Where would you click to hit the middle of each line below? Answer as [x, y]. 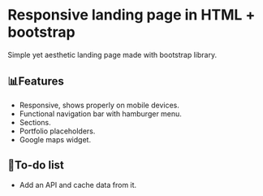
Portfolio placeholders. [57, 131]
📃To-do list [36, 166]
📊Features [36, 82]
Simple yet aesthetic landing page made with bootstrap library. [112, 54]
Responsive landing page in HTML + [131, 15]
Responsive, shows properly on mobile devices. [99, 105]
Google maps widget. [55, 139]
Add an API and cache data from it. [78, 185]
